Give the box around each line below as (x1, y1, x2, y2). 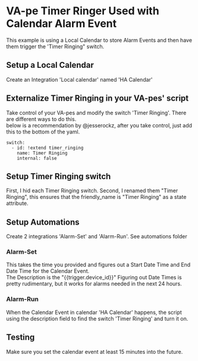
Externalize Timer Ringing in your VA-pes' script (6, 94, 189, 104)
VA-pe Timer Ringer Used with (6, 4, 159, 18)
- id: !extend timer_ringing (11, 145, 84, 151)
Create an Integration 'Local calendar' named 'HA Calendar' (6, 76, 153, 83)
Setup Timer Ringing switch (6, 171, 111, 181)
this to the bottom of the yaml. (6, 128, 80, 135)
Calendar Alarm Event (6, 17, 117, 30)
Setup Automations (6, 217, 80, 227)
